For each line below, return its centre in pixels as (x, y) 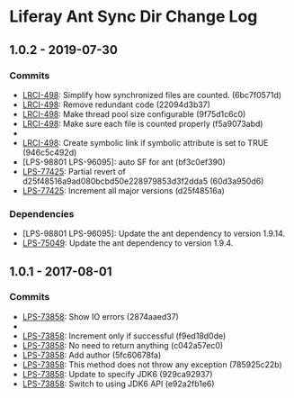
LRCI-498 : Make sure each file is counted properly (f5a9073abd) (143, 123)
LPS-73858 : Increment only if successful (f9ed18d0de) (124, 336)
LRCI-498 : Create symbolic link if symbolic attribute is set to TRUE (145, 142)
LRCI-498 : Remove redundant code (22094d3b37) (116, 104)
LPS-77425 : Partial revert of (74, 171)
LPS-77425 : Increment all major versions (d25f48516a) (123, 190)
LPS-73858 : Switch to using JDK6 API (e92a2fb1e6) (118, 384)
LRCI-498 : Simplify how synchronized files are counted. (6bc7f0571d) (151, 95)
